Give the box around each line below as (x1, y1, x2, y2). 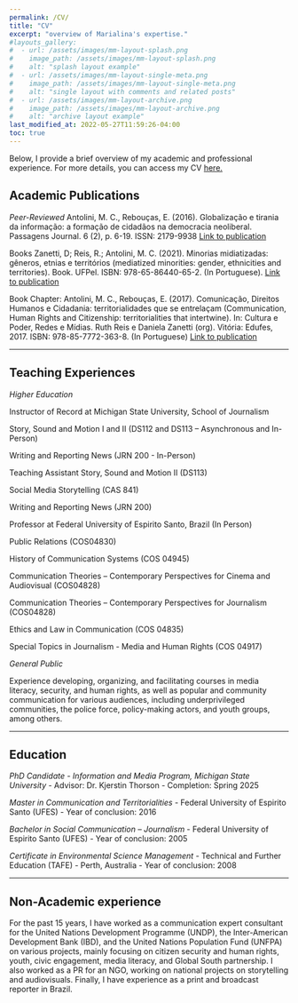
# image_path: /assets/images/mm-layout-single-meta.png (9, 79, 237, 88)
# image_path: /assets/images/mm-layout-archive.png (9, 104, 220, 113)
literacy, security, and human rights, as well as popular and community (9, 685, 268, 696)
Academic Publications (9, 188, 140, 203)
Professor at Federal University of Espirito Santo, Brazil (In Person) (9, 519, 253, 529)
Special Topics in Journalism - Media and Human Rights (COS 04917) (9, 641, 263, 651)
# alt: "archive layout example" (9, 112, 145, 121)
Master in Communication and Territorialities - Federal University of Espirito (9, 797, 286, 808)
